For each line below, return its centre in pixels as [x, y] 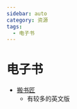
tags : [14, 26]
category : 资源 [27, 20]
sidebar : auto [27, 14]
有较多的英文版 [48, 99]
